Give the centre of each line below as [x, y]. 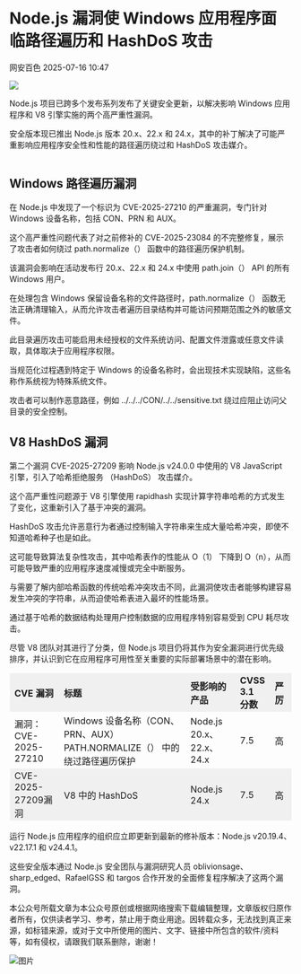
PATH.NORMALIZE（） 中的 [122, 748]
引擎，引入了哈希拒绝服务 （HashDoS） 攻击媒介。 [103, 477]
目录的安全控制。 [41, 411]
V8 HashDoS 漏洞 [59, 442]
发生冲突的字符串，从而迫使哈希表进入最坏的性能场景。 [111, 598]
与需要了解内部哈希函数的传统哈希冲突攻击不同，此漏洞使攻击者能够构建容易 [150, 587]
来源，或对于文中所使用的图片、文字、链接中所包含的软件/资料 [163, 930]
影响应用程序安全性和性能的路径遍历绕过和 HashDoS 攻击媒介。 [134, 145]
